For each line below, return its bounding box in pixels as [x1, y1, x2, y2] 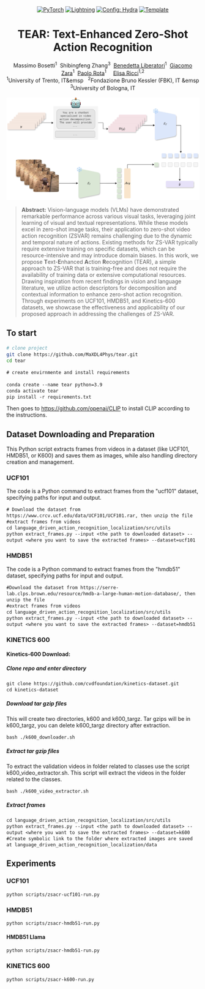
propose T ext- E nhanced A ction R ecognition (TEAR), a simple [21, 258, 176, 265]
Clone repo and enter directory [6, 664, 87, 672]
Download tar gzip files [6, 699, 67, 707]
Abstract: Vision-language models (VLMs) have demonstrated [21, 206, 179, 213]
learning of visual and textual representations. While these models [21, 219, 188, 226]
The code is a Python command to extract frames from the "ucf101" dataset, [6, 487, 199, 495]
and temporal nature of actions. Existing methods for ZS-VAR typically [21, 238, 198, 246]
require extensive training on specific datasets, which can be [21, 245, 176, 252]
